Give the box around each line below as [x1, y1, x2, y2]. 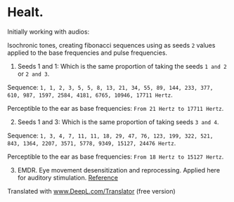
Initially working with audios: [7, 27, 90, 36]
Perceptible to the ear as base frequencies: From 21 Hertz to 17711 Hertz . [7, 104, 224, 112]
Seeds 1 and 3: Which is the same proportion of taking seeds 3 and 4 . [17, 117, 219, 126]
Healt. [7, 4, 44, 20]
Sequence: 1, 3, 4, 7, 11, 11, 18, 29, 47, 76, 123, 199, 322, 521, [7, 131, 214, 140]
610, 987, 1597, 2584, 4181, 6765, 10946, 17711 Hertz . [7, 90, 174, 99]
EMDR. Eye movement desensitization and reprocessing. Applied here [17, 166, 220, 174]
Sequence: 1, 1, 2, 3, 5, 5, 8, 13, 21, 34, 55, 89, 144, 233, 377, [7, 83, 214, 91]
